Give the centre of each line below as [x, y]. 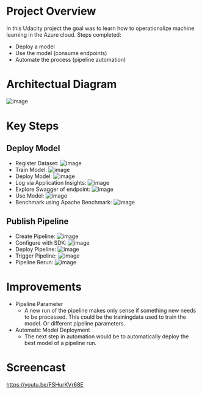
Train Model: [31, 169]
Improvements [44, 287]
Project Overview [51, 11]
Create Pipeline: [35, 236]
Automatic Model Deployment [52, 330]
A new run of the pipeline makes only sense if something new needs [110, 310]
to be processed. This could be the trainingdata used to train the [105, 317]
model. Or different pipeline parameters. [75, 323]
